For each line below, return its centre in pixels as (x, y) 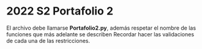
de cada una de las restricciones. (48, 41)
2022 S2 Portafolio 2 (60, 11)
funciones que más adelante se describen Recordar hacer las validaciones (100, 34)
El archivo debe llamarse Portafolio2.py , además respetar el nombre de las (101, 28)
